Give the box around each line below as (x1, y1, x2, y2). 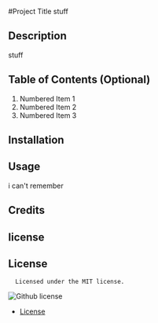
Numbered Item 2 (19, 102, 77, 112)
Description (8, 29, 67, 42)
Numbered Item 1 (19, 94, 75, 103)
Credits (8, 204, 46, 217)
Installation (8, 134, 64, 147)
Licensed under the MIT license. (15, 278, 125, 286)
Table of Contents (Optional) (8, 73, 151, 86)
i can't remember (8, 181, 64, 190)
